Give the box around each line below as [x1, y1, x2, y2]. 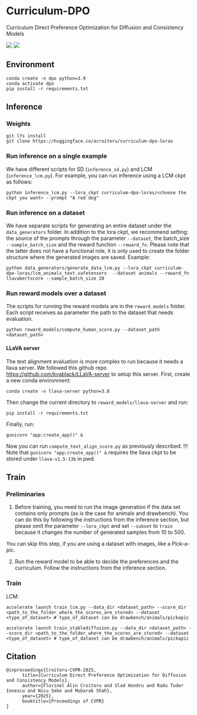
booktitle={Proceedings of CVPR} [21, 698, 105, 704]
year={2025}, [21, 693, 54, 699]
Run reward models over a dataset [6, 289, 106, 298]
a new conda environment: [6, 377, 71, 384]
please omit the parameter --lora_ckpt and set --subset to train [14, 523, 173, 530]
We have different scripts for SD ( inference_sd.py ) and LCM [6, 165, 153, 173]
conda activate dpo [6, 80, 54, 87]
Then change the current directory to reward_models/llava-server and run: [6, 398, 189, 406]
